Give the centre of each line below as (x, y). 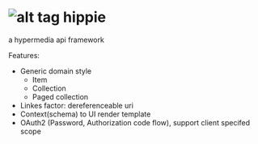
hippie (85, 17)
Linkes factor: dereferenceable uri (76, 105)
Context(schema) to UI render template (85, 114)
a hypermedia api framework (57, 40)
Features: (24, 55)
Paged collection (60, 96)
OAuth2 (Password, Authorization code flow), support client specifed (135, 122)
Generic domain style (55, 71)
